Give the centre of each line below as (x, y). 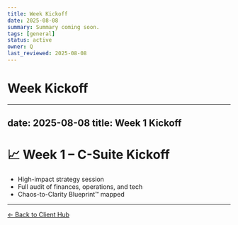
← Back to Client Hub (38, 215)
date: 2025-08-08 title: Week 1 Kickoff (95, 123)
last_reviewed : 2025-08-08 (47, 54)
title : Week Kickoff (38, 14)
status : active (30, 40)
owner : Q (20, 47)
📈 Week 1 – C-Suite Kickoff (89, 155)
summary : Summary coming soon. (53, 27)
